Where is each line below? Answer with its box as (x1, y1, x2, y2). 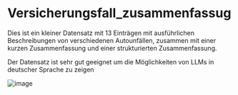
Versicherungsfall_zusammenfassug (7, 5, 232, 21)
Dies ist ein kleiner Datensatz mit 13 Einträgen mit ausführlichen (7, 29, 195, 37)
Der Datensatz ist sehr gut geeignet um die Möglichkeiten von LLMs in (7, 57, 214, 66)
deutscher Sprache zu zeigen (7, 65, 94, 74)
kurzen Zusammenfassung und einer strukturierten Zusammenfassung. (7, 44, 217, 52)
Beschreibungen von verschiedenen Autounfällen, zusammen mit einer (7, 36, 217, 44)
